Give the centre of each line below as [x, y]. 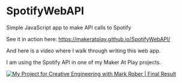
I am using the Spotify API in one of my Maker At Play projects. [83, 62]
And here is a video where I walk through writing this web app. [83, 50]
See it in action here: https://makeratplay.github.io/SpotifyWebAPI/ [88, 39]
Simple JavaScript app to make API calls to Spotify [69, 27]
